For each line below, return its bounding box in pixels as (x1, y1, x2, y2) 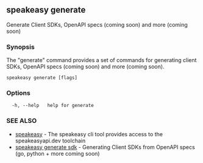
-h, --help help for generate (12, 103, 94, 109)
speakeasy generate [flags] (6, 75, 78, 81)
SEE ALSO (6, 117, 37, 125)
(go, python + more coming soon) (15, 150, 100, 157)
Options (6, 89, 30, 97)
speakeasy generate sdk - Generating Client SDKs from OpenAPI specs (15, 143, 195, 151)
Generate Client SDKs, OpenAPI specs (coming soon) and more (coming (6, 21, 188, 28)
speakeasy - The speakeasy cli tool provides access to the (15, 130, 163, 137)
